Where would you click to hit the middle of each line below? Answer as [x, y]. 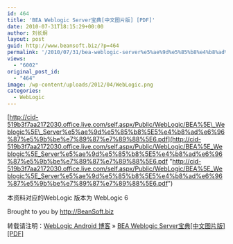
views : [17, 59]
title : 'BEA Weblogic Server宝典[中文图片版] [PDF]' [81, 20]
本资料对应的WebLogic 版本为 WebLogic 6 [68, 198]
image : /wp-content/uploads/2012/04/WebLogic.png [80, 85]
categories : [24, 91]
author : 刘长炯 [27, 33]
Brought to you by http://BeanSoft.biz [61, 211]
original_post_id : [34, 71]
